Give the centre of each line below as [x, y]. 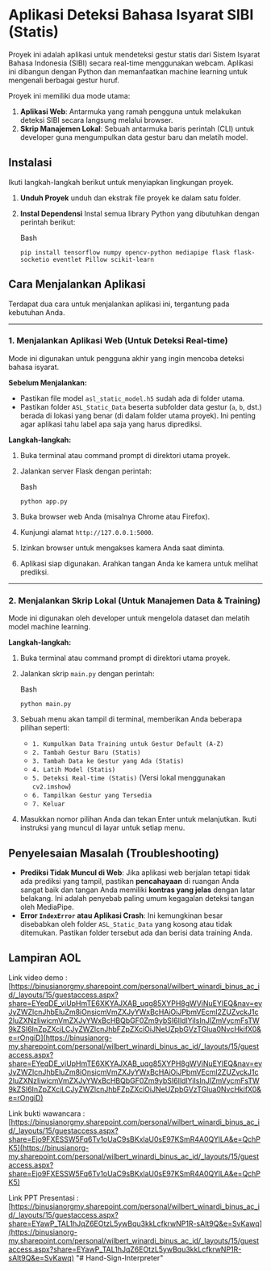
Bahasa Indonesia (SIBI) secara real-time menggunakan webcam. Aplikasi [131, 63]
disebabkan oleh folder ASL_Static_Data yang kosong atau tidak [126, 924]
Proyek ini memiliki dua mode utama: [69, 95]
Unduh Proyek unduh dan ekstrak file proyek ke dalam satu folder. [130, 198]
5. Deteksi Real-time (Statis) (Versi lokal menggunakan [129, 778]
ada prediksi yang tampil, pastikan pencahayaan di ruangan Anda [129, 881]
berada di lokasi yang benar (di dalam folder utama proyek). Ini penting [138, 415]
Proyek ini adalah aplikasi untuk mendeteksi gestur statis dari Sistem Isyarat [134, 54]
